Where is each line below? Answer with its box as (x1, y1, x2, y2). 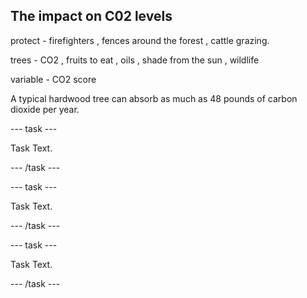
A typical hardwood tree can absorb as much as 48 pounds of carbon (10, 92, 298, 104)
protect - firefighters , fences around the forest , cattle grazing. (10, 34, 270, 46)
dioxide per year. (10, 103, 80, 115)
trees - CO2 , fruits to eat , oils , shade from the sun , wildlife (10, 54, 260, 66)
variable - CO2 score (10, 73, 97, 85)
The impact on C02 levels (10, 8, 173, 25)
